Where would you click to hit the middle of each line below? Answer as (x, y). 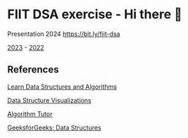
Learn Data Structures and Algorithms (62, 87)
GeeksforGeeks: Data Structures (55, 127)
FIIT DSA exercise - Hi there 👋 (95, 14)
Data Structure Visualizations (49, 100)
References (33, 70)
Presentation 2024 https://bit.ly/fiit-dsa (64, 34)
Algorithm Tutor (30, 114)
